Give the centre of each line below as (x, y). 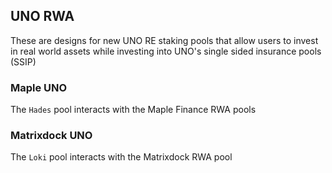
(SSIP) (23, 61)
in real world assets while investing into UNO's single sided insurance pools (166, 51)
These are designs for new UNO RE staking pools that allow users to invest (164, 40)
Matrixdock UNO (51, 136)
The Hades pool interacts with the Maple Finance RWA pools (133, 110)
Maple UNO (39, 87)
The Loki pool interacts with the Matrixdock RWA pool (121, 157)
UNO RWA (42, 16)
